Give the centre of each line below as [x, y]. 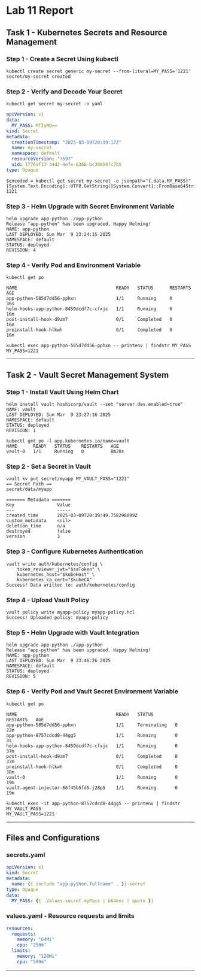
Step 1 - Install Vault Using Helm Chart [63, 392]
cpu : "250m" [32, 945]
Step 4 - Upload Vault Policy [48, 600]
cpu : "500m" [32, 961]
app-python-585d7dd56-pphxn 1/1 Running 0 [89, 299]
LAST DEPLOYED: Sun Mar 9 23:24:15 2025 [59, 235]
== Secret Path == [29, 484]
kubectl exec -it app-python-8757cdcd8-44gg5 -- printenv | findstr [93, 803]
